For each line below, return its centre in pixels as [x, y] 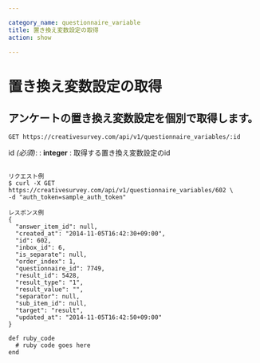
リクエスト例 [26, 176]
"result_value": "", [49, 290]
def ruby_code [32, 339]
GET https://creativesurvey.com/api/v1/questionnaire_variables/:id [124, 137]
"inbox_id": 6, [41, 248]
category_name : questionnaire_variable [75, 22]
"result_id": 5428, [48, 276]
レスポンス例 [26, 213]
